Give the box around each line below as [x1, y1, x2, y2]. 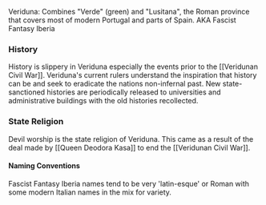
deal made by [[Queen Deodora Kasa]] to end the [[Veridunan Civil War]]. [8, 143, 251, 152]
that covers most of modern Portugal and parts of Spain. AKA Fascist [8, 15, 236, 25]
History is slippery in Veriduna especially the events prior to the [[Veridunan [8, 62, 259, 71]
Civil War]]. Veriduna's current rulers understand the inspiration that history [8, 70, 257, 80]
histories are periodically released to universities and [46, 87, 222, 97]
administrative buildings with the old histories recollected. [8, 96, 199, 106]
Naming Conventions [8, 161, 80, 171]
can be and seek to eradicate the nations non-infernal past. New [8, 79, 221, 89]
